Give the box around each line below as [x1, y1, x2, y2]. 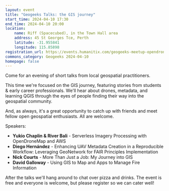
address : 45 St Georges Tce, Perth [14, 36, 89, 41]
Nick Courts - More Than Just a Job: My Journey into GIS [12, 154, 133, 160]
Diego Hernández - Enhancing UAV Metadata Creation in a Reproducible [12, 144, 163, 150]
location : [5, 26, 26, 31]
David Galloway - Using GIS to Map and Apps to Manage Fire [12, 159, 140, 166]
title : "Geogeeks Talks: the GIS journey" [5, 12, 96, 17]
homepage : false [5, 59, 39, 64]
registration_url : [5, 49, 44, 54]
